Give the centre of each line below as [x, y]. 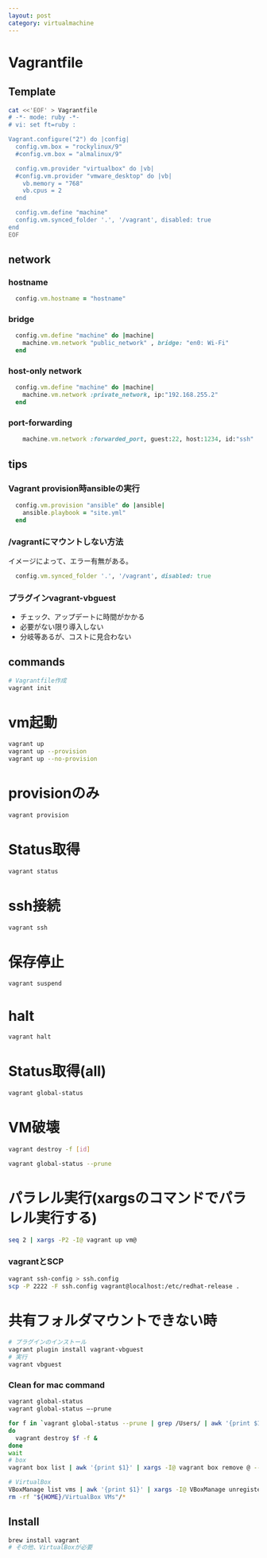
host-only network [45, 371]
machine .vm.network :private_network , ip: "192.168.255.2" [120, 395]
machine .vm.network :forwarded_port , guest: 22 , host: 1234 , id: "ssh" [138, 439]
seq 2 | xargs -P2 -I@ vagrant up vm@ [72, 1240]
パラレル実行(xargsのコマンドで [114, 1198]
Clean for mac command [57, 1385]
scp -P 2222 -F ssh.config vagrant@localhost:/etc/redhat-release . [124, 1286]
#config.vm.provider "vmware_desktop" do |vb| [94, 176]
